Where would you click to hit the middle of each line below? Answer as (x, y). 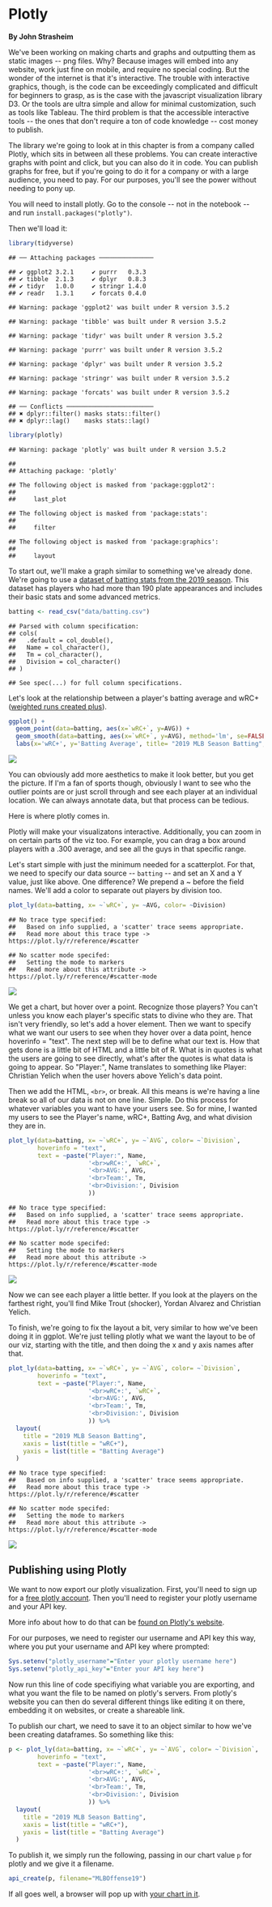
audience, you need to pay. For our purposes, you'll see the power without (132, 180)
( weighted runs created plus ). (58, 706)
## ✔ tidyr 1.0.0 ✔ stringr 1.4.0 (78, 286)
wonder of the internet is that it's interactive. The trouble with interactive (129, 78)
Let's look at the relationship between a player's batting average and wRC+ (134, 698)
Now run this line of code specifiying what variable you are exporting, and (132, 1684)
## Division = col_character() (65, 662)
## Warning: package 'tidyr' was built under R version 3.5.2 (115, 336)
